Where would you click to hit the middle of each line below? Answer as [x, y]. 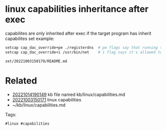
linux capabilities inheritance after [77, 9]
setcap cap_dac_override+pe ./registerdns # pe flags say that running [82, 47]
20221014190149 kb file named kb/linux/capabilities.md [69, 94]
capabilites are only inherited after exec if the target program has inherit [78, 33]
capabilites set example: [30, 39]
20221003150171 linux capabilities [47, 99]
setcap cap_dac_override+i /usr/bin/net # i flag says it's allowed [80, 52]
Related [21, 81]
